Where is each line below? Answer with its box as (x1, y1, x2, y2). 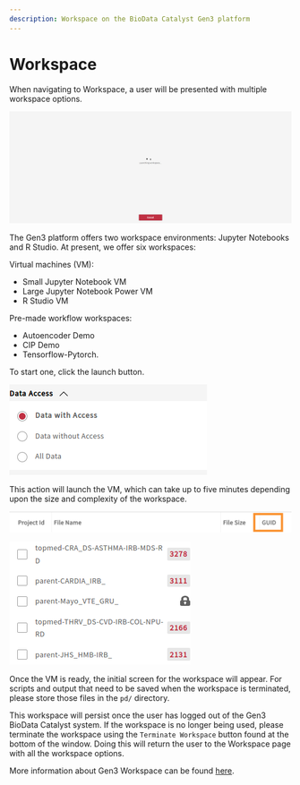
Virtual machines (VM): (9, 259, 94, 269)
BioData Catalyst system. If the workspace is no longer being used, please (9, 720, 284, 730)
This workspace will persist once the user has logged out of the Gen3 (9, 710, 267, 721)
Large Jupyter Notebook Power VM (21, 286, 154, 296)
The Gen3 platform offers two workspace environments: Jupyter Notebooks (9, 232, 289, 243)
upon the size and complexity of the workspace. (9, 493, 188, 504)
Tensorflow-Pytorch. (21, 349, 99, 360)
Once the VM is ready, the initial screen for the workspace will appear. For (9, 674, 282, 685)
